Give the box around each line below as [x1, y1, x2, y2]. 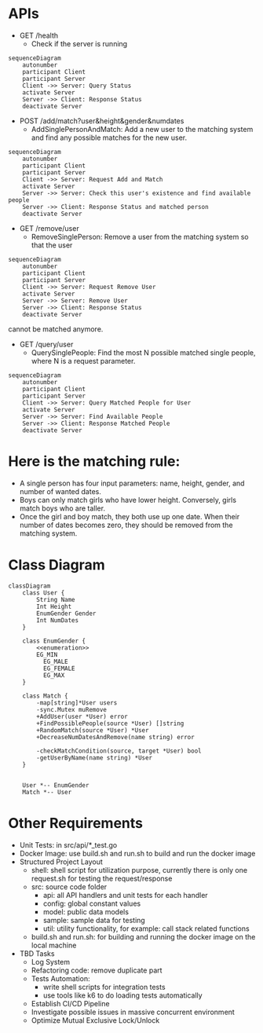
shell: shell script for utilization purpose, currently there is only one [31, 865, 248, 874]
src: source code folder [31, 881, 108, 892]
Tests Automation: [31, 973, 90, 983]
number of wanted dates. [19, 486, 102, 496]
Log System [31, 957, 71, 966]
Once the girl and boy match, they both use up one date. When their [19, 511, 240, 521]
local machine [31, 940, 77, 950]
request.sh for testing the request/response [31, 874, 173, 883]
